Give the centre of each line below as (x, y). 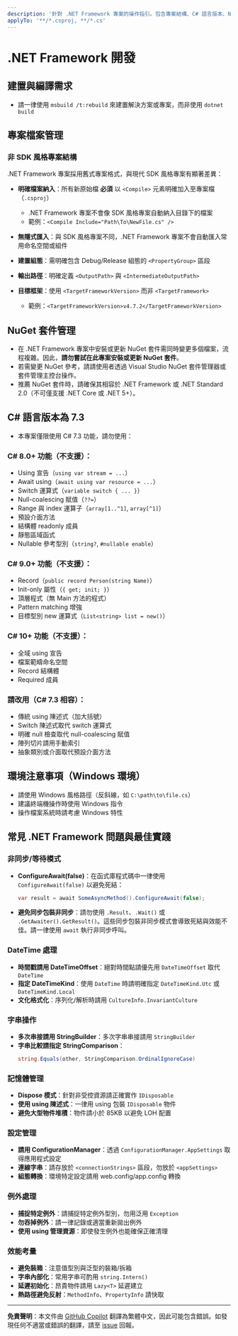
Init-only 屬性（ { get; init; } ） (65, 590)
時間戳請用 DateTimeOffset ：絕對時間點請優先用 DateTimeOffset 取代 (119, 967)
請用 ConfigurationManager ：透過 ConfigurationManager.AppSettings (120, 1150)
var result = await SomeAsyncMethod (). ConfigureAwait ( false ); (111, 898)
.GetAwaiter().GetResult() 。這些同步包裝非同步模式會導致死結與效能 (119, 921)
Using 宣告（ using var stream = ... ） (74, 473)
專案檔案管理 (35, 135)
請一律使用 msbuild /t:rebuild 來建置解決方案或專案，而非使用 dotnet (120, 104)
